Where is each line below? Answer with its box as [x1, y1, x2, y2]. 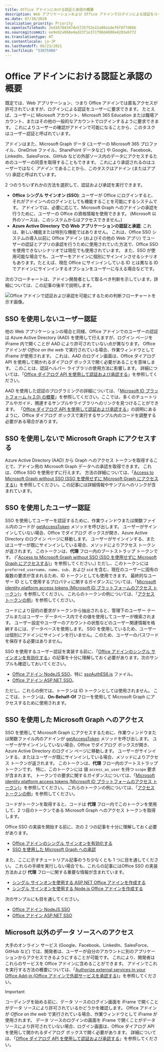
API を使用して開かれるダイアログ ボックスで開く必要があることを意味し [5, 359, 151, 365]
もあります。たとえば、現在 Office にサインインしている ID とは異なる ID [12, 260, 159, 266]
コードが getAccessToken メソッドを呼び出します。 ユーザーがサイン [18, 523, 157, 529]
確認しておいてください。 [18, 660, 69, 666]
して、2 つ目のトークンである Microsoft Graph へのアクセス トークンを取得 [5, 807, 156, 813]
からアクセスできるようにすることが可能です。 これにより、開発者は [18, 954, 155, 960]
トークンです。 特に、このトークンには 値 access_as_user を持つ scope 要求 [5, 766, 156, 772]
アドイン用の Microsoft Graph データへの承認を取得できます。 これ [18, 464, 152, 469]
